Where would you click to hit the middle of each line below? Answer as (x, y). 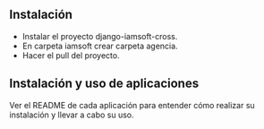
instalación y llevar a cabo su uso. (72, 115)
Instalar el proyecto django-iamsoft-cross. (100, 36)
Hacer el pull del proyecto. (71, 55)
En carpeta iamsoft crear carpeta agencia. (100, 46)
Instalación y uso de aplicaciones (104, 84)
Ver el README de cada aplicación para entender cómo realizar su (132, 105)
